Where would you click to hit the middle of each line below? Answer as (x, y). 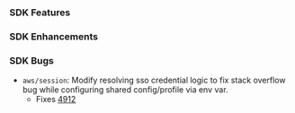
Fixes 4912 (56, 100)
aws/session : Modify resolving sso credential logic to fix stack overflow (154, 80)
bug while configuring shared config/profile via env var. (125, 90)
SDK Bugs (31, 60)
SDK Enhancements (54, 36)
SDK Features (40, 13)
